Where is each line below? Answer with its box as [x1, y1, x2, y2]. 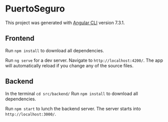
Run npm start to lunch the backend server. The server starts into [5, 105, 141, 111]
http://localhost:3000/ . [5, 111, 56, 117]
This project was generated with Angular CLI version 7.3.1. [5, 20, 125, 26]
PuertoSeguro [5, 3, 65, 15]
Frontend [5, 34, 35, 43]
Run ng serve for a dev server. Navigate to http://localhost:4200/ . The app [5, 57, 163, 63]
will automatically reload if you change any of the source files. [5, 62, 134, 68]
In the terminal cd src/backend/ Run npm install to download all [5, 90, 138, 96]
